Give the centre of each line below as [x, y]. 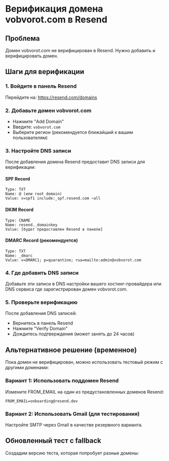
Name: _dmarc [19, 256]
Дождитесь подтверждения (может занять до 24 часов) [74, 334]
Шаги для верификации [45, 72]
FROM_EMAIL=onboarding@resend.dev [42, 401]
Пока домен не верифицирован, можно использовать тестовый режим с [84, 362]
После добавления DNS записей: [41, 313]
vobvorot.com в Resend [56, 20]
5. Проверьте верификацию [41, 302]
